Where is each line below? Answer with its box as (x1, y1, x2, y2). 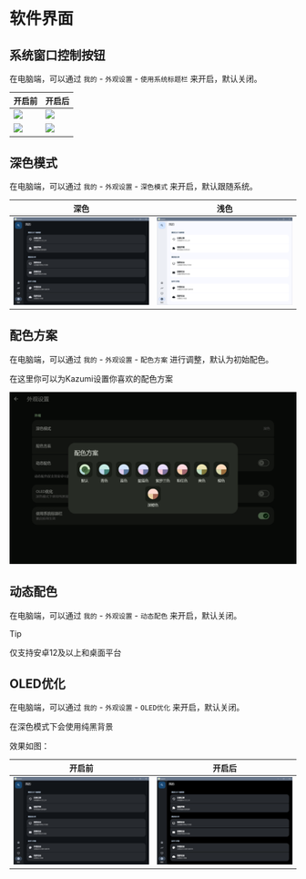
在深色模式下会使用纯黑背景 (9, 721, 114, 732)
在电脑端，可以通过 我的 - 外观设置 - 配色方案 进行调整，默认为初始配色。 (9, 353, 274, 364)
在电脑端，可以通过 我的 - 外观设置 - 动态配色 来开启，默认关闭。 (9, 609, 242, 620)
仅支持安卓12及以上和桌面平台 (9, 647, 122, 658)
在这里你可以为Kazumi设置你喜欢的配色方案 (9, 373, 173, 383)
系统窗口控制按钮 (9, 47, 106, 63)
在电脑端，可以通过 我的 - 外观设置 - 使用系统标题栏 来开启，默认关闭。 (9, 74, 262, 84)
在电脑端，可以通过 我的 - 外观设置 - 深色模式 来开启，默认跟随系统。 (9, 181, 258, 192)
